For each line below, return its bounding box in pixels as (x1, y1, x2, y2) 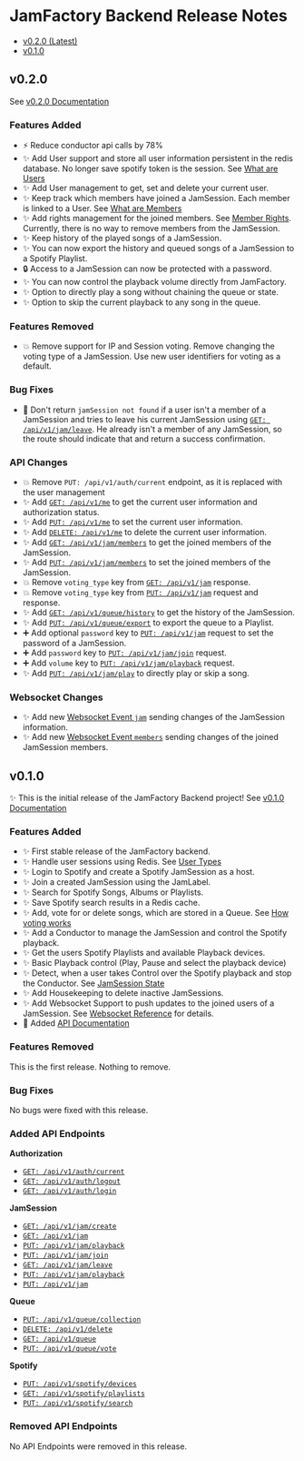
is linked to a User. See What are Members (22, 203, 182, 214)
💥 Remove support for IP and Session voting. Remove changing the (22, 340, 275, 351)
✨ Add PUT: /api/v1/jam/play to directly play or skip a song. (22, 667, 250, 678)
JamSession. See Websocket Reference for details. (22, 1008, 215, 1020)
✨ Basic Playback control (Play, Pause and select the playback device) (22, 958, 287, 969)
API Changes (9, 456, 68, 469)
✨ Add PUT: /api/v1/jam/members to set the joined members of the (22, 556, 271, 567)
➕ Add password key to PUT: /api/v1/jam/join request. (22, 647, 227, 658)
